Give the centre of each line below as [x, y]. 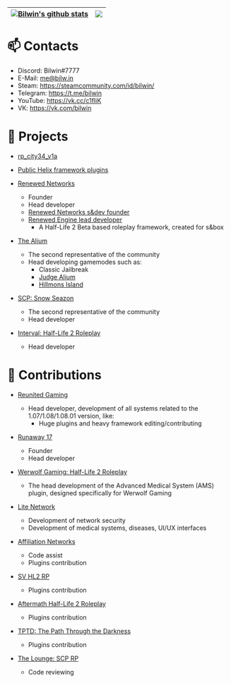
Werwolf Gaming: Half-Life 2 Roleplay [72, 471]
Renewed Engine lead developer [75, 219]
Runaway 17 [35, 437]
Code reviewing [51, 672]
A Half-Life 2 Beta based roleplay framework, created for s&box [131, 227]
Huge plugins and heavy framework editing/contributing [120, 423]
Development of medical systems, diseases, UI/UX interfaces [117, 528]
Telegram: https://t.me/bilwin [60, 93]
